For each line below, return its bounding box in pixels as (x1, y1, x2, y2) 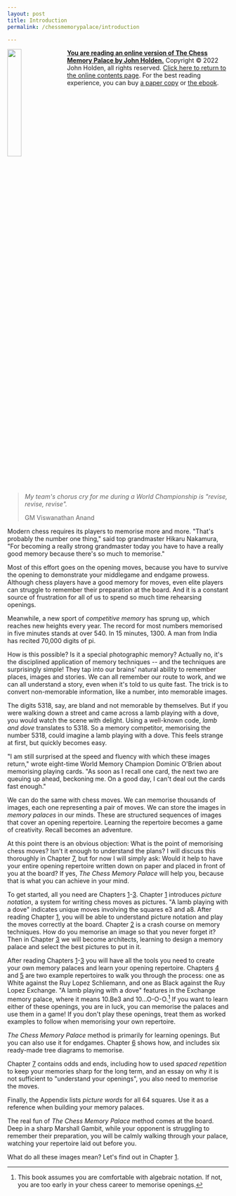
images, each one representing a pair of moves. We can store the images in (7, 803, 226, 812)
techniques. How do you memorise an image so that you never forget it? (7, 928, 216, 936)
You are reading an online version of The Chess (67, 49, 209, 57)
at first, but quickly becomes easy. (7, 739, 107, 747)
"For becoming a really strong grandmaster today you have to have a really (7, 542, 223, 551)
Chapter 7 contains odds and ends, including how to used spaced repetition (7, 1060, 227, 1068)
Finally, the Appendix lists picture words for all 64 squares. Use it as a (7, 1095, 209, 1105)
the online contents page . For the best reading (67, 71, 202, 79)
